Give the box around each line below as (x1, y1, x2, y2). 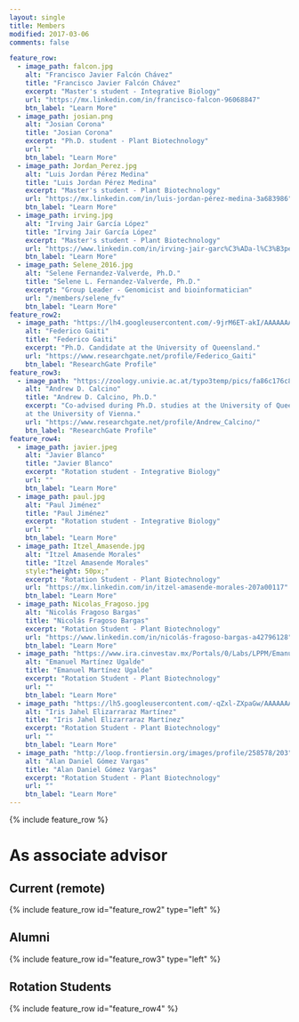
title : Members (9, 21, 66, 30)
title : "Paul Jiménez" (25, 509, 109, 518)
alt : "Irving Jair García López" (25, 219, 149, 228)
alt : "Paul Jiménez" (25, 500, 101, 510)
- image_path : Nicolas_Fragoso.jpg (17, 600, 149, 609)
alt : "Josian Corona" (25, 120, 105, 129)
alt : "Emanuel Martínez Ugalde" (25, 657, 145, 667)
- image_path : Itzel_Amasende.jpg (17, 542, 145, 551)
